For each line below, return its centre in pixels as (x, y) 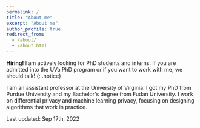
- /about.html (29, 46)
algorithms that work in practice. (47, 107)
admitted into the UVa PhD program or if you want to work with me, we (95, 69)
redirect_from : (25, 35)
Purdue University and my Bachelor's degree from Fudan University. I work (100, 94)
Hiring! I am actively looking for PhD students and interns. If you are (91, 63)
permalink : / (23, 12)
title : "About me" (29, 18)
